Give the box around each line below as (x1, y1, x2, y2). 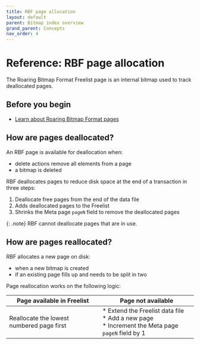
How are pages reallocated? (6, 237, 112, 247)
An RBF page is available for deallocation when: (6, 148, 123, 155)
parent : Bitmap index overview (6, 20, 84, 26)
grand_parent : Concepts (6, 25, 65, 32)
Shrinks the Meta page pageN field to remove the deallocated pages (14, 208, 180, 215)
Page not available (120, 296, 174, 305)
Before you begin (6, 99, 71, 110)
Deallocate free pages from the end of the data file (14, 196, 140, 203)
